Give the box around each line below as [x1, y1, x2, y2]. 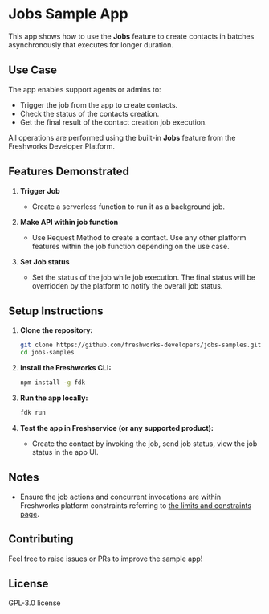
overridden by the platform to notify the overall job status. [31, 280, 223, 290]
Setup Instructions [8, 304, 104, 317]
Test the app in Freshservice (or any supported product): [19, 423, 214, 432]
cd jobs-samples [19, 349, 75, 357]
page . [19, 509, 40, 518]
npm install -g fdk [19, 379, 86, 387]
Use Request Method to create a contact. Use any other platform [31, 232, 247, 242]
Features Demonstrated [8, 165, 130, 178]
